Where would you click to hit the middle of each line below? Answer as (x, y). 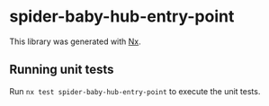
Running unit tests (62, 70)
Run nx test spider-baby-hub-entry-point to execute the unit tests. (135, 91)
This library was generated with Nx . (75, 41)
